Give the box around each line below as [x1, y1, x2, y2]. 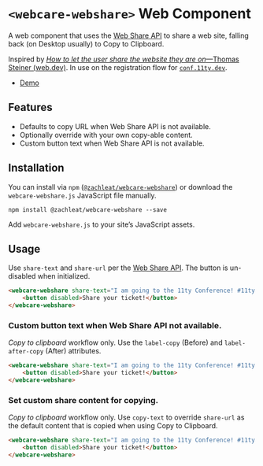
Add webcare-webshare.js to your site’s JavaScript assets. [8, 220, 195, 229]
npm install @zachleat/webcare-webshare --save [8, 205, 168, 213]
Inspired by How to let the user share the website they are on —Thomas [8, 54, 239, 64]
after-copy [8, 348, 44, 356]
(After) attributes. [45, 346, 102, 356]
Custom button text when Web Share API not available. [8, 320, 222, 331]
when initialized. [37, 272, 91, 281]
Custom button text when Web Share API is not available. [19, 139, 205, 148]
